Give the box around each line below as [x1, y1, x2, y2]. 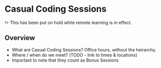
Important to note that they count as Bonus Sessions [11, 57, 119, 63]
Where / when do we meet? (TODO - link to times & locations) [11, 52, 138, 58]
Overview [4, 34, 36, 42]
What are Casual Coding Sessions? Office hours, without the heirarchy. [11, 46, 157, 52]
